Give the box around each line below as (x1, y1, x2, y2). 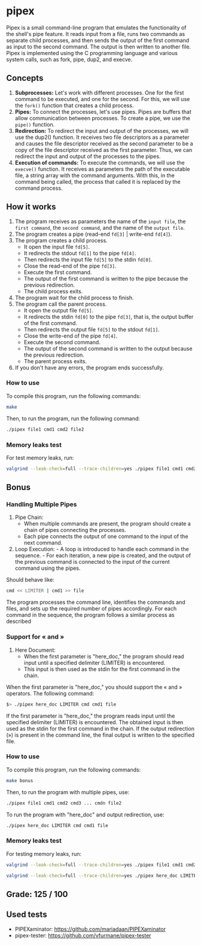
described (6, 618, 32, 625)
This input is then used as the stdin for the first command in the (23, 666, 181, 673)
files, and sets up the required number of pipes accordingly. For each (6, 605, 177, 612)
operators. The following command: (6, 689, 95, 697)
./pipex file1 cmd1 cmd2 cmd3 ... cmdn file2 (6, 800, 121, 806)
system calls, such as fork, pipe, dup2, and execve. (6, 56, 133, 63)
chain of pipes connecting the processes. (23, 527, 127, 534)
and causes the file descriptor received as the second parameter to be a (14, 139, 193, 147)
